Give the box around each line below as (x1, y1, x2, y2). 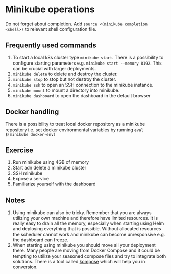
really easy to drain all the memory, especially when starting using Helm (12, 220, 164, 226)
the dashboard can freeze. (12, 237, 69, 243)
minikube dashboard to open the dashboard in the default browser (12, 92, 151, 98)
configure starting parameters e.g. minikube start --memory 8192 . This (12, 60, 162, 66)
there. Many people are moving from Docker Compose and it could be (12, 247, 160, 254)
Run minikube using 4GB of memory (12, 159, 89, 165)
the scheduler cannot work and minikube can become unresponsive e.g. (12, 231, 165, 238)
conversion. (12, 264, 38, 270)
